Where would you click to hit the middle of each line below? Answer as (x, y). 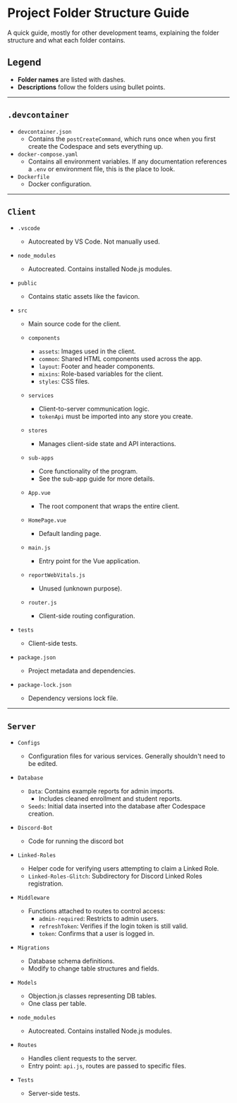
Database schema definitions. (71, 961)
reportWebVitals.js (57, 576)
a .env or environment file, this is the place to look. (101, 168)
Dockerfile (34, 177)
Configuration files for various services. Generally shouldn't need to (127, 756)
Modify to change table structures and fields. (93, 968)
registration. (45, 884)
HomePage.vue (47, 521)
